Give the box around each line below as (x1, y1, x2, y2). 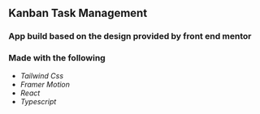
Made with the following (8, 53, 106, 64)
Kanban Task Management (8, 6, 148, 20)
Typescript (19, 96, 57, 106)
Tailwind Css (19, 70, 63, 80)
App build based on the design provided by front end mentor (8, 31, 252, 42)
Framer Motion (19, 79, 71, 89)
